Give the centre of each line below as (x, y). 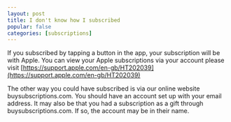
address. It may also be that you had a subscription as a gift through (105, 104)
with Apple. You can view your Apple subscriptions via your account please (116, 61)
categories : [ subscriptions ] (50, 33)
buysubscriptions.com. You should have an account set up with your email (114, 96)
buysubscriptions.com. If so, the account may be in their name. (98, 111)
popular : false (29, 26)
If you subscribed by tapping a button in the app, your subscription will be (114, 53)
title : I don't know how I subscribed (64, 20)
